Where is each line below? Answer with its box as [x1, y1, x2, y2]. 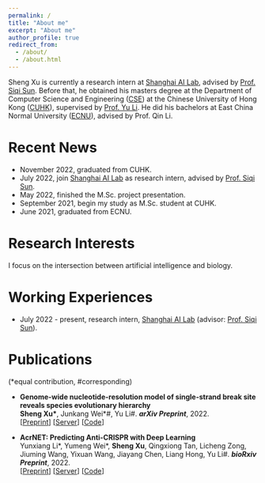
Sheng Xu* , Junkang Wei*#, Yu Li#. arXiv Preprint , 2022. [19, 409, 210, 418]
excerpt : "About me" [8, 26, 77, 34]
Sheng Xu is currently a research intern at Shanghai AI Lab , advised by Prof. [8, 77, 256, 87]
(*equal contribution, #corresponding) [8, 376, 133, 386]
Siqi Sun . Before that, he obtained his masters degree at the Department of [8, 85, 252, 95]
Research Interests [8, 235, 135, 252]
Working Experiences [8, 288, 153, 306]
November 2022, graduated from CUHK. [19, 164, 152, 174]
